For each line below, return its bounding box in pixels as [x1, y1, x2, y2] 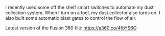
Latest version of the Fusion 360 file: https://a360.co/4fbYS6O [5, 25, 137, 31]
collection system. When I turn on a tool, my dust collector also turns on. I [5, 10, 160, 16]
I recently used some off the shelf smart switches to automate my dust [5, 5, 154, 10]
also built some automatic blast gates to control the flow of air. [5, 15, 136, 21]
